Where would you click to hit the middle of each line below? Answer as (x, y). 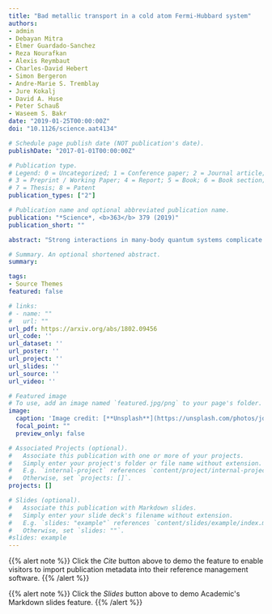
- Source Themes (36, 284)
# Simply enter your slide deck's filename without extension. (121, 515)
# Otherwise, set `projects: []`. (70, 478)
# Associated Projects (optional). (68, 448)
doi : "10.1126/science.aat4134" (63, 129)
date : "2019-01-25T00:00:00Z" (59, 121)
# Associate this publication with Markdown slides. (103, 508)
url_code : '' (30, 337)
